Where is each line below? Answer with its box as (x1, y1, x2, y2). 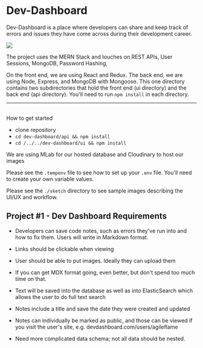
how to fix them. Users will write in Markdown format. (14, 234, 149, 241)
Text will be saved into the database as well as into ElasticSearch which (14, 287, 193, 294)
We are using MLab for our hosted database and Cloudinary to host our (6, 151, 184, 158)
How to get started (6, 114, 53, 122)
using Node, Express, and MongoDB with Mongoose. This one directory (6, 77, 185, 85)
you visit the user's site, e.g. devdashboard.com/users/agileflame (14, 323, 178, 330)
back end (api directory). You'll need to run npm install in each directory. (6, 90, 189, 97)
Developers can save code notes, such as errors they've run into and (14, 227, 187, 234)
